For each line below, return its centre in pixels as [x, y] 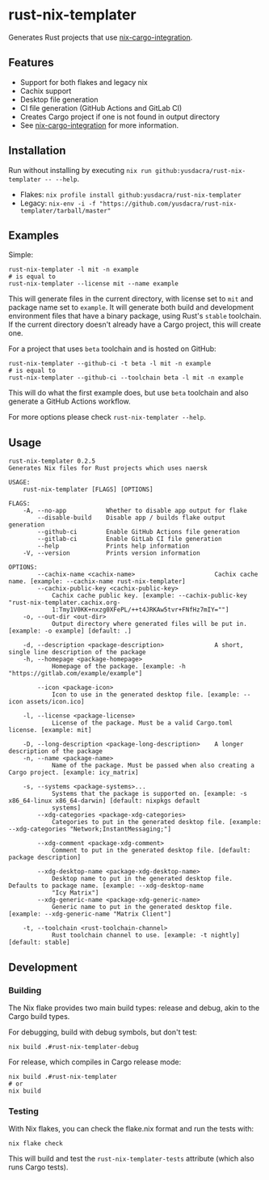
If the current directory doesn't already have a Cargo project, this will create [134, 324]
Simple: [21, 255]
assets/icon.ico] [55, 702]
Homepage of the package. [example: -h [118, 666]
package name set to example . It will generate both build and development [131, 307]
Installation [37, 151]
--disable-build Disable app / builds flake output [132, 518]
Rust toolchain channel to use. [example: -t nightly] [146, 936]
